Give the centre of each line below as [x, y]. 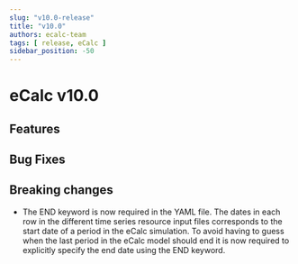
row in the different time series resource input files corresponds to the [152, 221]
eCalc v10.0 [54, 96]
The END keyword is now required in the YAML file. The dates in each [151, 212]
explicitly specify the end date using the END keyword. [124, 250]
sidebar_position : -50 [52, 51]
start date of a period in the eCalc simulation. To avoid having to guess [154, 231]
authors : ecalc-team [48, 34]
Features [35, 128]
